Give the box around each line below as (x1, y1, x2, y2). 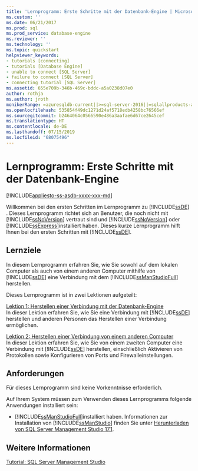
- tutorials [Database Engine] (6, 63, 83, 69)
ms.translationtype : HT (6, 118, 65, 124)
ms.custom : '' (6, 14, 41, 20)
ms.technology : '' (6, 42, 51, 48)
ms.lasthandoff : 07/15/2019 (6, 129, 75, 135)
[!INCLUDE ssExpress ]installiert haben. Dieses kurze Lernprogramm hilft (6, 222, 180, 229)
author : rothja (6, 91, 44, 97)
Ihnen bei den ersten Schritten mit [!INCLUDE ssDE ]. (6, 228, 131, 235)
